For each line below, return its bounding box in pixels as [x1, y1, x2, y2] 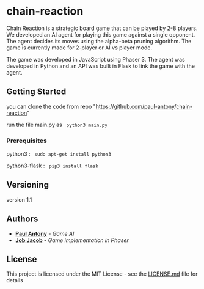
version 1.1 [6, 196, 32, 203]
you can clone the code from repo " [6, 103, 97, 110]
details [6, 277, 23, 284]
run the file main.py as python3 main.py [6, 121, 108, 128]
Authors [6, 214, 38, 224]
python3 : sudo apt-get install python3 [6, 150, 112, 158]
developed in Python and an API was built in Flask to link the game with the [6, 62, 195, 70]
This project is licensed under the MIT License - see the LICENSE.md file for [6, 270, 198, 277]
